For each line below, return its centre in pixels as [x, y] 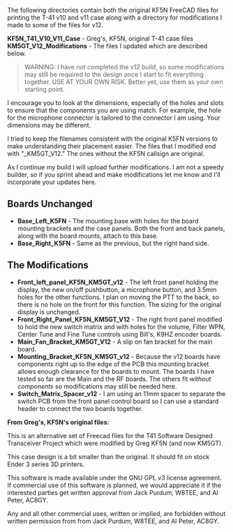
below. [17, 53]
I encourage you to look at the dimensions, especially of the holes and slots [116, 103]
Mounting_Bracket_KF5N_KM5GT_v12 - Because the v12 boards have [119, 356]
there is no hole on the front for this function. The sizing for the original [119, 304]
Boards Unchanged [50, 204]
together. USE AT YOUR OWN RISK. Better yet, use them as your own [123, 82]
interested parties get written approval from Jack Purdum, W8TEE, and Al [113, 492]
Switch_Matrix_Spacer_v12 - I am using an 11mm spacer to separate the [121, 393]
